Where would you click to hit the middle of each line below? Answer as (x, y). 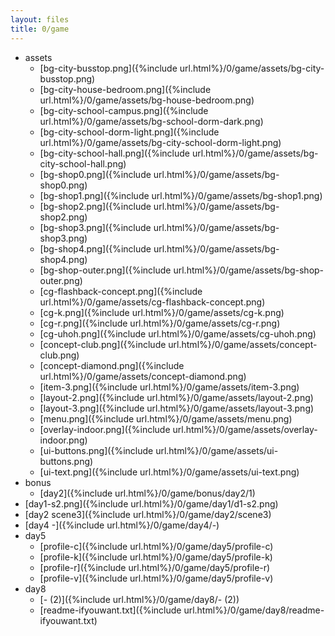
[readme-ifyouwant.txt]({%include (110, 610)
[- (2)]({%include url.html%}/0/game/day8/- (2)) (139, 599)
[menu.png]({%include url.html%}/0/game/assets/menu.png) (166, 418)
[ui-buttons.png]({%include (96, 450)
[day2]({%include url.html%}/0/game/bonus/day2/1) (147, 493)
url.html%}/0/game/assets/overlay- (245, 429)
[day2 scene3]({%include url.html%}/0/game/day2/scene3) (148, 514)
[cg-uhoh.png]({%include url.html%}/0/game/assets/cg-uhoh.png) (178, 333)
